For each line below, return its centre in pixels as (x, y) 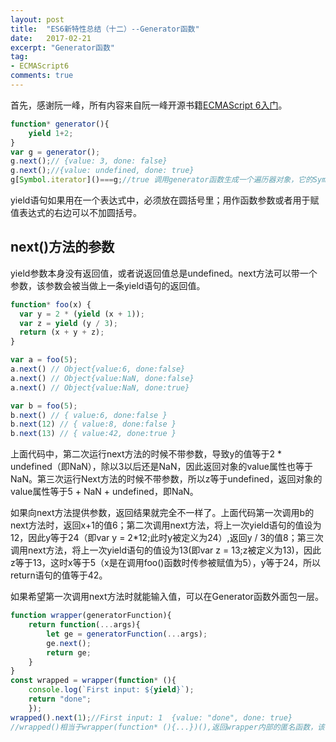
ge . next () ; (69, 643)
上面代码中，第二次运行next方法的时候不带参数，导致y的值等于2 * (146, 454)
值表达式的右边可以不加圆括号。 (76, 212)
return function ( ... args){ (84, 625)
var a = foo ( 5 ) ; (44, 360)
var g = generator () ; (55, 152)
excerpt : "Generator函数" (62, 47)
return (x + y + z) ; (62, 332)
